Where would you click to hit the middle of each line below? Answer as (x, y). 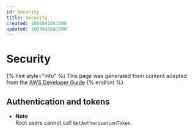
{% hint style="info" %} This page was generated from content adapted (97, 76)
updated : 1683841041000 (37, 29)
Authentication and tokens (58, 101)
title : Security (27, 18)
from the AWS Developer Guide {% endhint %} (65, 82)
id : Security (23, 12)
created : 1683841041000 (37, 23)
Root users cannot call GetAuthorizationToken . (74, 123)
